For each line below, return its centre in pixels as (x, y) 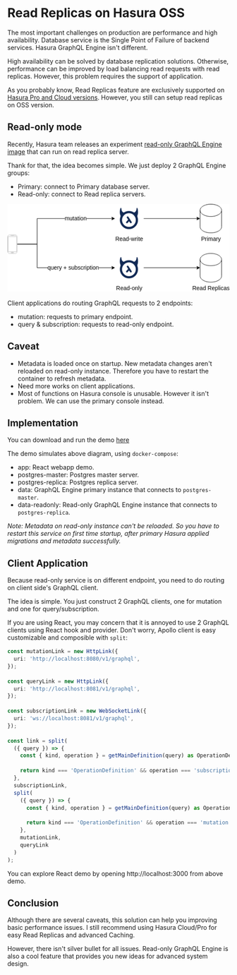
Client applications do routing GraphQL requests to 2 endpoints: (100, 303)
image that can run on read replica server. (68, 151)
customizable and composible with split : (68, 638)
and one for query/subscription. (54, 609)
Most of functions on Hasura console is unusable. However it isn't (113, 393)
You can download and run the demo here (68, 440)
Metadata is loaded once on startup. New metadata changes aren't (115, 363)
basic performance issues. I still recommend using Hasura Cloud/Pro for (112, 928)
